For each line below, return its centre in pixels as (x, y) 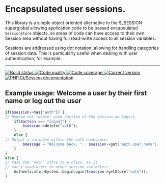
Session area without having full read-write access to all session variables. (81, 38)
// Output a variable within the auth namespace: (57, 140)
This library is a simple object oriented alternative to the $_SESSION (74, 23)
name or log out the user (43, 101)
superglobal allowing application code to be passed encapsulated (72, 28)
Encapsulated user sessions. (65, 9)
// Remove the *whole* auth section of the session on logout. (71, 117)
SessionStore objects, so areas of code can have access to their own (75, 33)
